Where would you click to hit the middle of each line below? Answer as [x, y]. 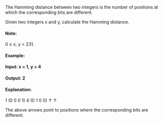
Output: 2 [15, 78]
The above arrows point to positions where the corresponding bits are [77, 110]
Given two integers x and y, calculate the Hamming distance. [67, 22]
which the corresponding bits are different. [49, 12]
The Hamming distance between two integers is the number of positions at [81, 7]
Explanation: [19, 89]
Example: [15, 55]
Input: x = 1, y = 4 [23, 67]
